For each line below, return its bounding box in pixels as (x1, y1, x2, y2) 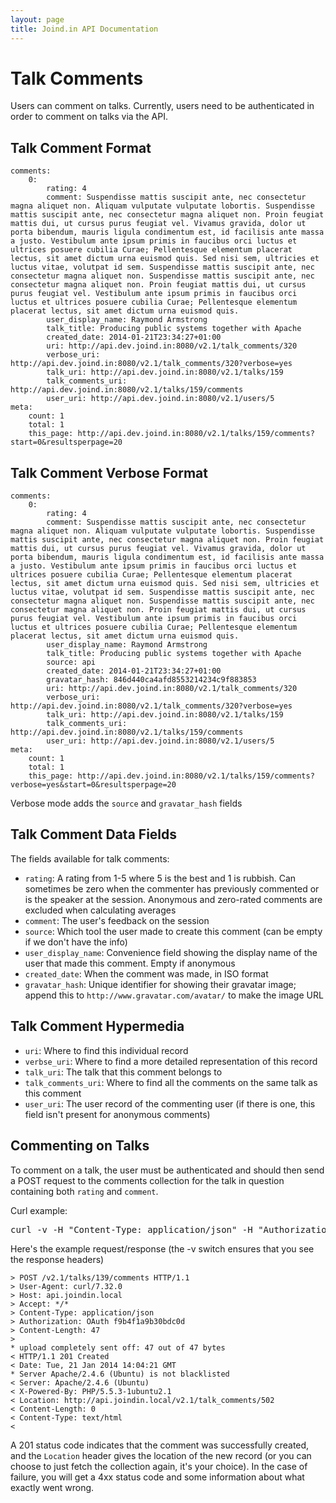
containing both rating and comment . (10, 1185, 159, 1197)
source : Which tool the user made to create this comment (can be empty (24, 925, 323, 937)
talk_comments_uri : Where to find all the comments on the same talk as (24, 1076, 318, 1088)
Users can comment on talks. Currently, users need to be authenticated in (10, 100, 315, 112)
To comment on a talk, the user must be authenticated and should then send (10, 1164, 325, 1176)
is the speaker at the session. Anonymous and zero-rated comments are (24, 893, 323, 905)
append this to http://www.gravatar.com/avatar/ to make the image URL (24, 989, 324, 1001)
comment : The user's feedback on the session (24, 914, 210, 926)
